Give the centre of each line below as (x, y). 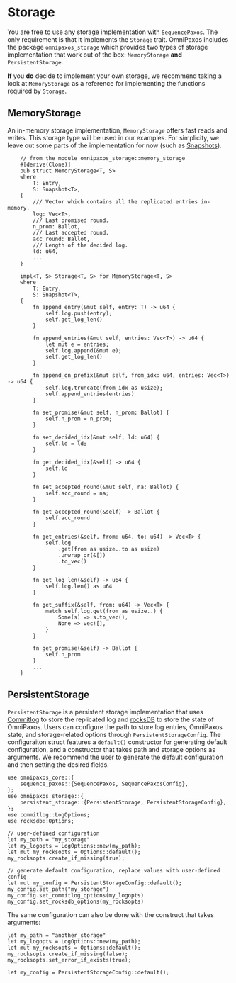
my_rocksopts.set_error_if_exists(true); (69, 960)
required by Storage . (37, 91)
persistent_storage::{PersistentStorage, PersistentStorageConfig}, (123, 802)
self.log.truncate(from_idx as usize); (104, 388)
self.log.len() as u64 (79, 586)
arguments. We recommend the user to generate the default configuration (115, 757)
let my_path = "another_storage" (57, 935)
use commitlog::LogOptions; (49, 815)
